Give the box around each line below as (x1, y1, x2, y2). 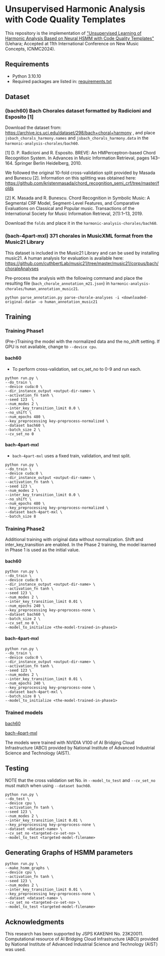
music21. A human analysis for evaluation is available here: (5, 255, 124, 261)
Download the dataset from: (5, 124, 62, 131)
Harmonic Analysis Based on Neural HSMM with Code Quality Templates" (5, 35, 154, 41)
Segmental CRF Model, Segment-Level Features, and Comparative (5, 200, 140, 206)
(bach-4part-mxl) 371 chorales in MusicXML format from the (5, 233, 153, 239)
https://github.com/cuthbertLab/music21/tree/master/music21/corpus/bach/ (5, 260, 159, 266)
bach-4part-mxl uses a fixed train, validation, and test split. (12, 452, 131, 458)
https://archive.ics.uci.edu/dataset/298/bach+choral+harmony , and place (5, 130, 156, 136)
